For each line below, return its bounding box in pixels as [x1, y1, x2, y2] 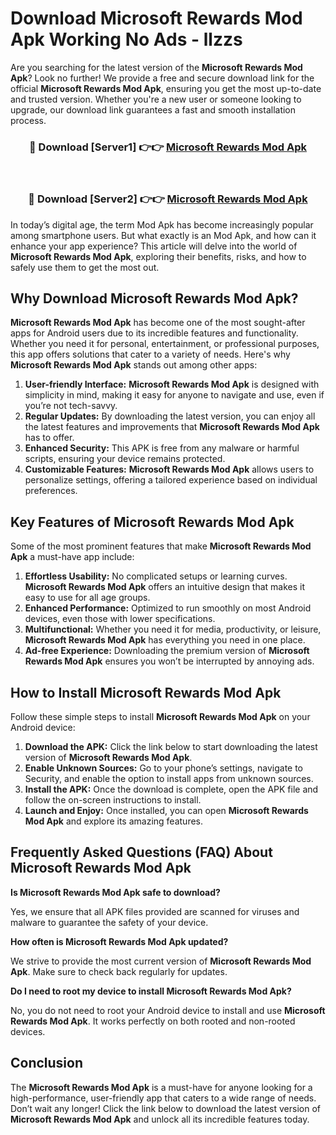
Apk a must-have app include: [10, 551, 135, 563]
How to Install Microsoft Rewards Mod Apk [10, 684, 282, 701]
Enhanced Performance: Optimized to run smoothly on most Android [24, 602, 312, 614]
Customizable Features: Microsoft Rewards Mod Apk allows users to [24, 463, 315, 476]
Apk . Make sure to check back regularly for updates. [10, 965, 228, 977]
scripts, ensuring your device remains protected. [24, 453, 226, 465]
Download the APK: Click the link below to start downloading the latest [24, 740, 318, 752]
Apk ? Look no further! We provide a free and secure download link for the [10, 72, 315, 84]
